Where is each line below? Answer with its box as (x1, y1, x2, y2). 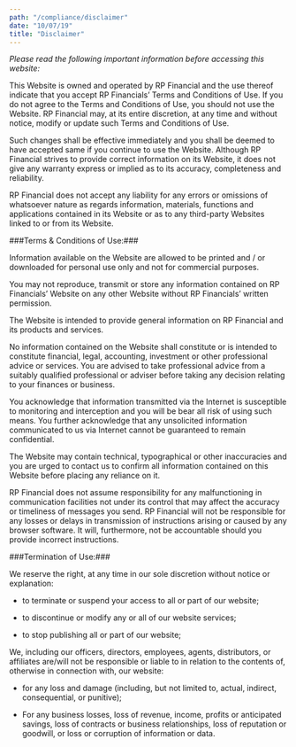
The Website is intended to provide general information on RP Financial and (9, 315, 284, 326)
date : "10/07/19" (9, 21, 73, 30)
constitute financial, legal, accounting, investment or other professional (9, 351, 268, 362)
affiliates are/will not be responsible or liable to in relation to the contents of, (9, 657, 285, 667)
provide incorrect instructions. (9, 534, 119, 545)
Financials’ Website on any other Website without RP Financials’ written (9, 289, 269, 300)
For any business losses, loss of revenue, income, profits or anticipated (21, 710, 282, 720)
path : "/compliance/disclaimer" (9, 12, 128, 22)
